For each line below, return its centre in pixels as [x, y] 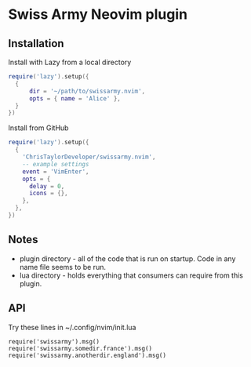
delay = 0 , [47, 186]
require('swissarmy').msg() [54, 342]
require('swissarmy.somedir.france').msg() [80, 348]
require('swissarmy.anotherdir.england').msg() [87, 355]
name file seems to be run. [62, 267]
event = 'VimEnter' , [56, 171]
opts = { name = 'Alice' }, [75, 98]
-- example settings [56, 164]
